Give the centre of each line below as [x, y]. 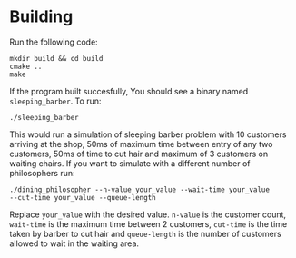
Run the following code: [54, 42]
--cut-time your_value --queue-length [83, 197]
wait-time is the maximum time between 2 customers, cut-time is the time [148, 223]
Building [41, 17]
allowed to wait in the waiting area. [74, 243]
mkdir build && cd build [56, 58]
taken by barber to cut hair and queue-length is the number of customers [145, 233]
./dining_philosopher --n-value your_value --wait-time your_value [140, 189]
